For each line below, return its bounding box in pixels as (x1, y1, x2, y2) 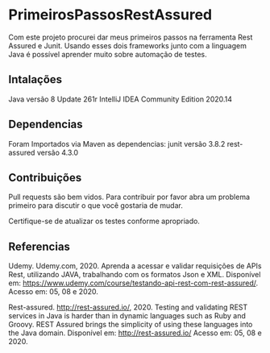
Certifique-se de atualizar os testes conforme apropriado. (8, 216, 200, 226)
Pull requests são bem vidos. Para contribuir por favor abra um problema (8, 192, 251, 202)
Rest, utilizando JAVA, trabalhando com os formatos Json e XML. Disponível (8, 270, 261, 280)
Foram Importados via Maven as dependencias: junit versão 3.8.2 (8, 139, 226, 148)
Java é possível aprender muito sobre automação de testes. (8, 49, 207, 59)
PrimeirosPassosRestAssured (8, 6, 213, 24)
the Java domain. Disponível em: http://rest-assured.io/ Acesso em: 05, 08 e (8, 328, 262, 338)
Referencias (8, 239, 71, 253)
